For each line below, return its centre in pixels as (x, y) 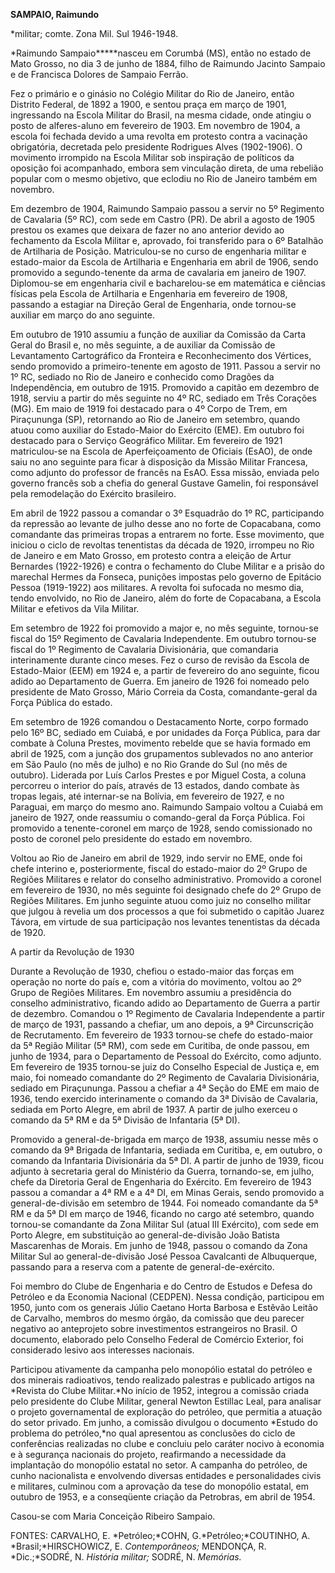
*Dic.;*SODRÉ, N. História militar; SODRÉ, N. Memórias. (126, 1557)
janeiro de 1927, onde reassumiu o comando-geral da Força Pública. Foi (157, 817)
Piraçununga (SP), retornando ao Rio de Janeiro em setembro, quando (155, 419)
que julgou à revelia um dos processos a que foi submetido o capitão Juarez (167, 911)
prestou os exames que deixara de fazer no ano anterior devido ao (147, 230)
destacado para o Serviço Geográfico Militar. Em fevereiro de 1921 (146, 440)
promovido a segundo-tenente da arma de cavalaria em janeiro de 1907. (158, 272)
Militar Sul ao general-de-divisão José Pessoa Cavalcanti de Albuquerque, (164, 1256)
